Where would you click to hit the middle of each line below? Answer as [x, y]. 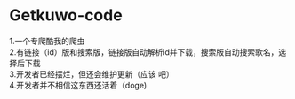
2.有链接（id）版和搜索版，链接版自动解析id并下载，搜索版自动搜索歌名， [144, 52]
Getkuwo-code [66, 15]
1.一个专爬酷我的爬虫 [47, 41]
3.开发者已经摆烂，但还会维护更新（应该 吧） [92, 74]
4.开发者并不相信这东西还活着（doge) [78, 85]
